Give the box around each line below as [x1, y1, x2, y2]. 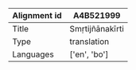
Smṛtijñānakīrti [69, 24, 125, 34]
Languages [12, 49, 54, 60]
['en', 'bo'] [69, 49, 109, 60]
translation [69, 36, 110, 46]
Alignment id [12, 10, 62, 20]
